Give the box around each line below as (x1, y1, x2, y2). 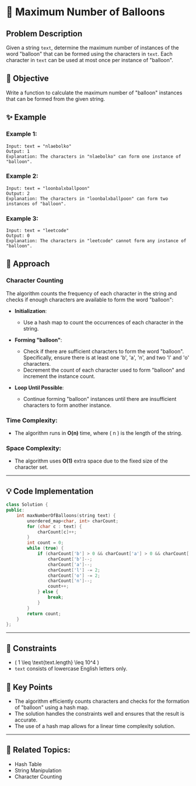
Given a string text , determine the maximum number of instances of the (6, 44, 179, 51)
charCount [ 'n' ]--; (47, 578, 93, 584)
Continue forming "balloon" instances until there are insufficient (23, 395, 177, 402)
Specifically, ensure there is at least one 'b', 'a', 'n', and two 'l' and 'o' (23, 354, 190, 361)
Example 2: (6, 172, 38, 181)
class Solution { (6, 502, 48, 508)
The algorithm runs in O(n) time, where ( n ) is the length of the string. (14, 430, 183, 437)
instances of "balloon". (6, 200, 66, 207)
